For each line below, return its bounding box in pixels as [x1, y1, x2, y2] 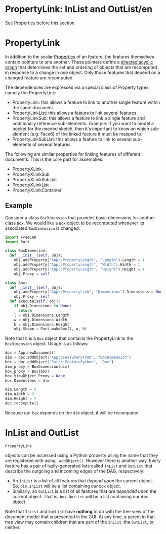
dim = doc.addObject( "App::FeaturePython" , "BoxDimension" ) [5, 355, 132, 360]
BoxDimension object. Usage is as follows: [5, 341, 89, 347]
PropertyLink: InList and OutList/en [5, 3, 153, 15]
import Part [5, 239, 30, 244]
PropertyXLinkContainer [12, 187, 62, 193]
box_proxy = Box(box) [5, 369, 50, 374]
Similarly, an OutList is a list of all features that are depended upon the [12, 488, 157, 494]
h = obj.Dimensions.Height [14, 322, 70, 327]
